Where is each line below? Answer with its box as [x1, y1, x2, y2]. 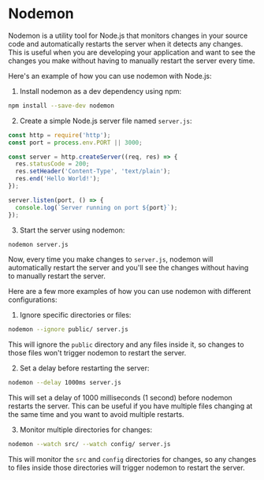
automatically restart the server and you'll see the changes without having [8, 263, 249, 273]
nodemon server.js [8, 240, 69, 248]
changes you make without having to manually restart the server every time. [8, 56, 255, 65]
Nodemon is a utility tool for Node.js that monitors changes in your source [8, 31, 248, 40]
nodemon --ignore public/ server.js [8, 326, 128, 333]
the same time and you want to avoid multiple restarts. [8, 410, 184, 419]
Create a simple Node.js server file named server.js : [19, 116, 192, 125]
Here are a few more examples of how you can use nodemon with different [8, 287, 251, 296]
